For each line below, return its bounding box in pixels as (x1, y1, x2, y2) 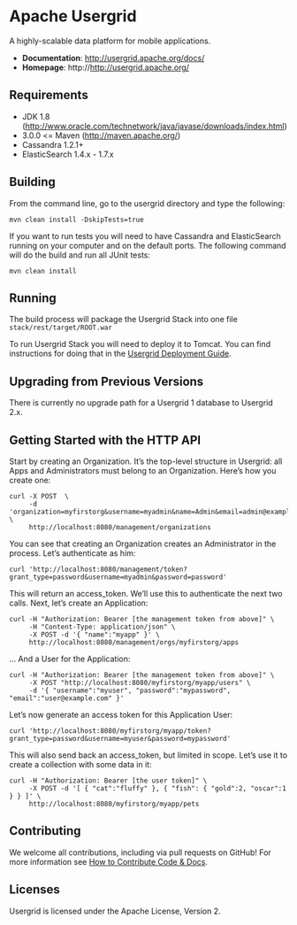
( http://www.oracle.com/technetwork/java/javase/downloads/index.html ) (21, 120, 287, 131)
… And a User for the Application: (9, 653, 131, 664)
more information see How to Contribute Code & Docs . (9, 856, 209, 867)
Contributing (9, 823, 81, 838)
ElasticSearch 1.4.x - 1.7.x (21, 149, 114, 159)
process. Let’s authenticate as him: (9, 548, 136, 559)
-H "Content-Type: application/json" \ (28, 622, 176, 631)
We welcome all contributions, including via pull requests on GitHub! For (9, 847, 271, 858)
